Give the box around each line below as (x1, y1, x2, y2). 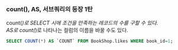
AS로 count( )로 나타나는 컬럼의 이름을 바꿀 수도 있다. (6, 27, 128, 34)
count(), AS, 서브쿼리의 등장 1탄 (6, 5, 93, 13)
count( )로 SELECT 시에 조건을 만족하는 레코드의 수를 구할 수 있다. (6, 19, 158, 27)
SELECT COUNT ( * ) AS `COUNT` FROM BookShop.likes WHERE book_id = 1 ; (6, 38, 173, 44)
